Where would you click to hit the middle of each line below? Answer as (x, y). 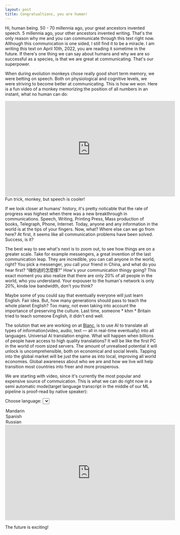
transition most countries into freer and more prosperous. (62, 367)
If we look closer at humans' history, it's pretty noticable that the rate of (76, 208)
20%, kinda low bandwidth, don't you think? (49, 286)
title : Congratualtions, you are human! (47, 14)
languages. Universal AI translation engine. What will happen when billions (79, 335)
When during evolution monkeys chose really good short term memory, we (80, 73)
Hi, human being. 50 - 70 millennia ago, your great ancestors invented (75, 28)
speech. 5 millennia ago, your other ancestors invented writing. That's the (79, 33)
